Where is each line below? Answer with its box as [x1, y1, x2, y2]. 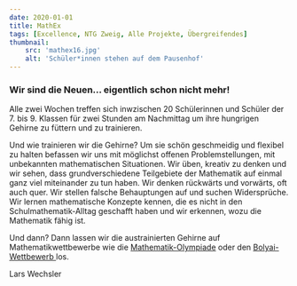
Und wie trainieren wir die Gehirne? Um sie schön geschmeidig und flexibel [9, 139, 285, 151]
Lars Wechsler [9, 268, 62, 280]
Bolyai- [253, 242, 279, 253]
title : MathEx [9, 21, 62, 30]
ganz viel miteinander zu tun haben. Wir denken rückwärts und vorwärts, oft [9, 178, 287, 188]
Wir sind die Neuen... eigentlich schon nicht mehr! [9, 83, 231, 96]
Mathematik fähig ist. [9, 215, 86, 226]
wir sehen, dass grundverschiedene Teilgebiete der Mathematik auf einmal [9, 168, 282, 179]
